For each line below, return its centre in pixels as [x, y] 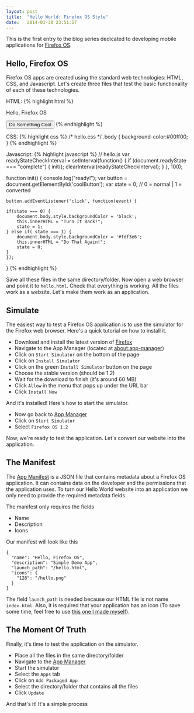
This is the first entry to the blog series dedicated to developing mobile [91, 39]
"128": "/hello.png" [41, 578]
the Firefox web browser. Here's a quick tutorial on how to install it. [86, 330]
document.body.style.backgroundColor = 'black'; [77, 217]
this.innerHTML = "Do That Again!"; [61, 242]
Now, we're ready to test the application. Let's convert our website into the [96, 438]
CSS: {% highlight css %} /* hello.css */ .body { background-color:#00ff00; [97, 137]
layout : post [22, 11]
